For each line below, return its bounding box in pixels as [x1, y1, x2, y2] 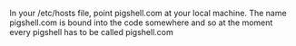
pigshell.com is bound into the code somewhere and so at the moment [9, 17, 273, 28]
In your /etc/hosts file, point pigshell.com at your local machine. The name [9, 8, 288, 18]
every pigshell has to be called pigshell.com [9, 27, 174, 37]
